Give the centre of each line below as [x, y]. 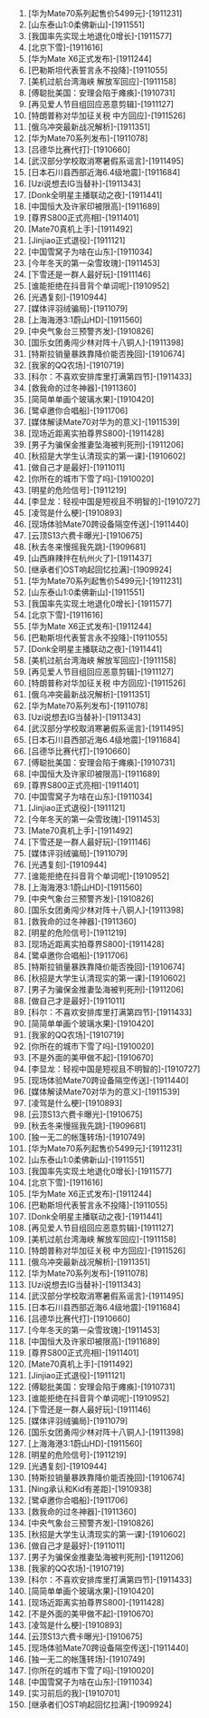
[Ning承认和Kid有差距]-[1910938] [90, 1489]
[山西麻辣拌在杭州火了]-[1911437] [90, 558]
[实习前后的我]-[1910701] [74, 1693]
